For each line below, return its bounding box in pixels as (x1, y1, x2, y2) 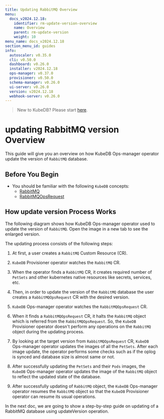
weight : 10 (14, 35, 36, 40)
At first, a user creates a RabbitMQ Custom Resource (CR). (12, 250, 128, 256)
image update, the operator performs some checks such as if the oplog (12, 349, 156, 354)
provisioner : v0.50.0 (9, 75, 54, 80)
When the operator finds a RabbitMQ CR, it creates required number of (12, 269, 152, 275)
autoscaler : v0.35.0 (9, 52, 51, 58)
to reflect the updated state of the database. (12, 373, 102, 379)
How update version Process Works (5, 208, 116, 216)
